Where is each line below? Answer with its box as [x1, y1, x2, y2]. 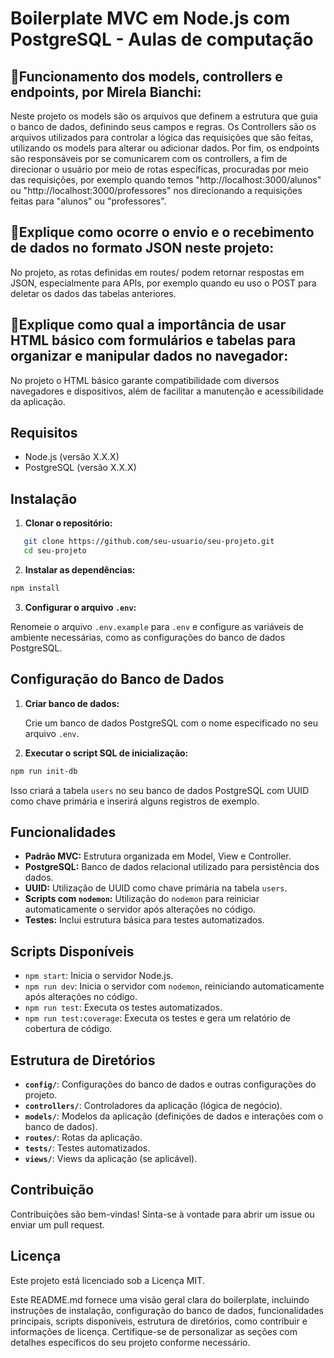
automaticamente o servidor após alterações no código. [24, 903, 257, 916]
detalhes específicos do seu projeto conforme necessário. [10, 1336, 251, 1348]
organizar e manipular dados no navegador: [10, 348, 289, 365]
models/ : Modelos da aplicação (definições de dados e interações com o [24, 1110, 324, 1122]
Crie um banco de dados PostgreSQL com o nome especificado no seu [24, 717, 318, 729]
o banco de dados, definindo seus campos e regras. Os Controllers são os [10, 121, 317, 132]
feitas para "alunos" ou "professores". [10, 195, 167, 207]
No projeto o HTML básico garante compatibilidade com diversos [10, 374, 280, 386]
